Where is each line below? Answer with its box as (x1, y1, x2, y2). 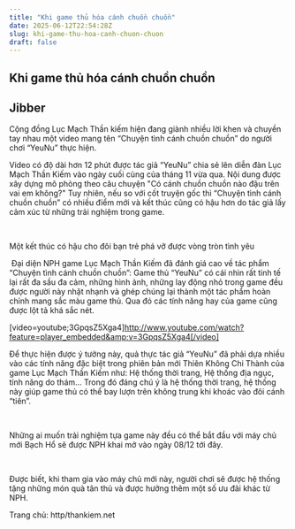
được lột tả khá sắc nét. (9, 305, 95, 316)
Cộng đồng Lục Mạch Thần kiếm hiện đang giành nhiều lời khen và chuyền (9, 124, 282, 134)
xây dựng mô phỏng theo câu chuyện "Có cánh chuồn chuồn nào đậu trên (9, 179, 280, 189)
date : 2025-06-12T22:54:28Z (9, 21, 113, 30)
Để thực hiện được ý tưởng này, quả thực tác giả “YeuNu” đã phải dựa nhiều (9, 349, 285, 359)
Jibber (9, 101, 46, 116)
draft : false (9, 37, 57, 47)
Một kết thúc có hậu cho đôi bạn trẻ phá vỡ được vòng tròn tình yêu (9, 241, 254, 252)
